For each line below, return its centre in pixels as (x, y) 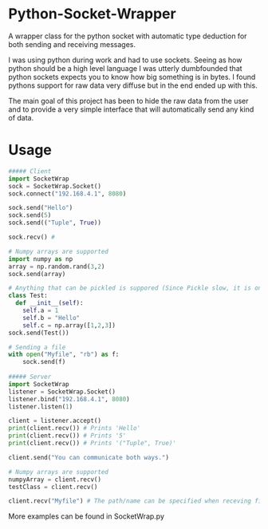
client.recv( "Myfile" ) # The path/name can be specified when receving (130, 501)
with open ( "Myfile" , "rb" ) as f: (64, 355)
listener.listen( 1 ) (41, 407)
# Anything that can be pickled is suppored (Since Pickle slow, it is (130, 288)
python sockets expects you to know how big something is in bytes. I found (132, 77)
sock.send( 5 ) (30, 215)
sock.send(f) (44, 362)
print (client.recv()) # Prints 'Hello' (75, 428)
